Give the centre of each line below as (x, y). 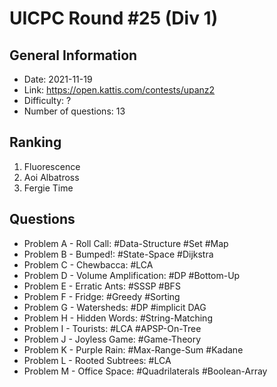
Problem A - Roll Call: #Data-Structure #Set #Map (126, 243)
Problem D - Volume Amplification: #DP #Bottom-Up (132, 275)
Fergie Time (48, 188)
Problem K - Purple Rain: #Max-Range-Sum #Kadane (133, 349)
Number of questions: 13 (74, 111)
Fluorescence (52, 166)
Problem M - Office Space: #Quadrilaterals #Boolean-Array (145, 371)
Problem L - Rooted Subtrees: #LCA (97, 360)
